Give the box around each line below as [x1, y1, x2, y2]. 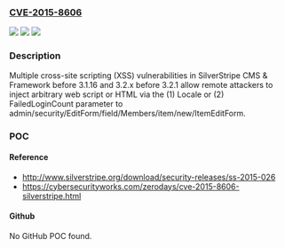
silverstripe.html [21, 190, 82, 201]
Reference [9, 152, 49, 163]
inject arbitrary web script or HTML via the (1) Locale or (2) [9, 89, 225, 100]
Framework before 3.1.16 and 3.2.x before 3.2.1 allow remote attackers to [9, 79, 273, 90]
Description [9, 50, 61, 62]
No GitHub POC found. [9, 230, 92, 241]
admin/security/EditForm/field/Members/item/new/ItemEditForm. [9, 108, 246, 118]
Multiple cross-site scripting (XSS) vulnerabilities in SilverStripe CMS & [9, 69, 268, 81]
